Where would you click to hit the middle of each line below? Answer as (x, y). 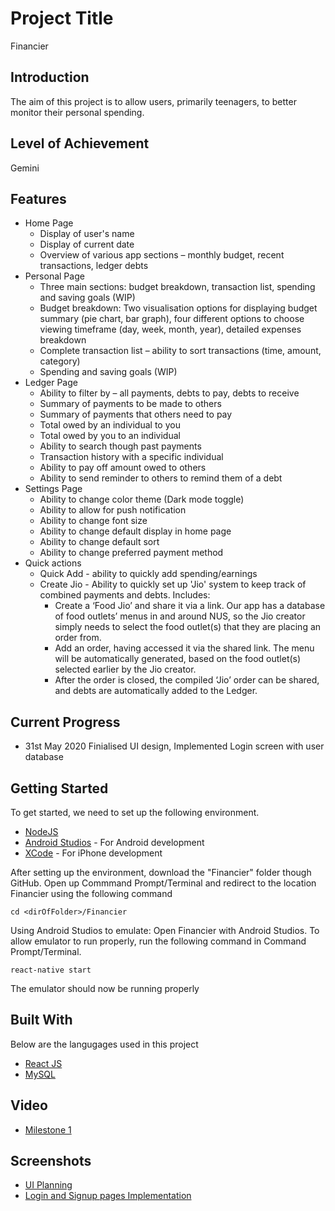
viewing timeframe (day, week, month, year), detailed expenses (170, 329)
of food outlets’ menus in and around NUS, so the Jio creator (180, 616)
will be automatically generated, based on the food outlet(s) (178, 659)
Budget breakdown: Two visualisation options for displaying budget (178, 308)
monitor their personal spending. (77, 112)
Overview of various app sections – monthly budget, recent (162, 255)
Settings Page (53, 489)
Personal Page (54, 276)
